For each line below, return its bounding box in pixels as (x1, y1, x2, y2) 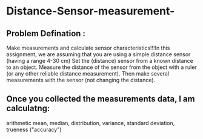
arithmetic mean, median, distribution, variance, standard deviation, (6, 119, 175, 126)
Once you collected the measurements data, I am (6, 94, 195, 104)
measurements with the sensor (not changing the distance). (6, 77, 156, 83)
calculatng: (6, 103, 50, 114)
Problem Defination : (6, 28, 86, 39)
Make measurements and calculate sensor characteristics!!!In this (6, 44, 170, 51)
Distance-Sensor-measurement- (6, 4, 175, 18)
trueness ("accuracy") (6, 126, 62, 133)
